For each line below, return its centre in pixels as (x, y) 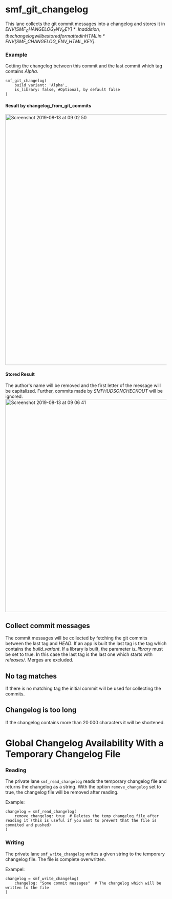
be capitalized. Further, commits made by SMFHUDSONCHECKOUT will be (84, 391)
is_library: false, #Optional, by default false (67, 90)
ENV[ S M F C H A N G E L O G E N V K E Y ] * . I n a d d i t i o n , (53, 30)
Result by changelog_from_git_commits (48, 105)
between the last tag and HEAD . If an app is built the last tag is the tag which (86, 644)
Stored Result (20, 374)
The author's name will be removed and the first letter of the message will (83, 386)
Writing (15, 842)
